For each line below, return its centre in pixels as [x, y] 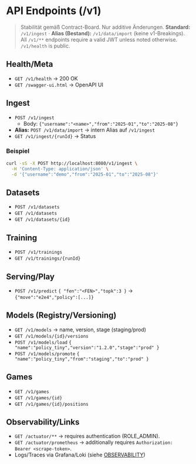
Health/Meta [30, 64]
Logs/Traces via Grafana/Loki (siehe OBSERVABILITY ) [80, 455]
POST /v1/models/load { [43, 342]
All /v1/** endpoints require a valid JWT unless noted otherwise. [99, 39]
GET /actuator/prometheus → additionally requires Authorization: [94, 442]
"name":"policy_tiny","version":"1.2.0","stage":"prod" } [87, 348]
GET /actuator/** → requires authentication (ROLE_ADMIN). [87, 436]
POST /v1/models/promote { [47, 354]
